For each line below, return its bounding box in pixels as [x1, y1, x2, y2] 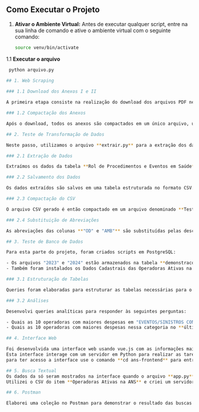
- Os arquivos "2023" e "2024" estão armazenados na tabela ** [6, 260, 166, 266]
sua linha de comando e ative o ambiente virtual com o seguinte [14, 27, 171, 34]
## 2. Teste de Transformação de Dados [6, 131, 105, 137]
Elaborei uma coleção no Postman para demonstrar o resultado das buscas [6, 400, 192, 406]
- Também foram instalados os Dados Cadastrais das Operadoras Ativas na [6, 265, 192, 272]
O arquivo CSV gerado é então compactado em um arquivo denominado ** [6, 206, 184, 213]
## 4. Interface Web [6, 335, 57, 341]
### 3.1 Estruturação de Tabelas [6, 276, 89, 283]
